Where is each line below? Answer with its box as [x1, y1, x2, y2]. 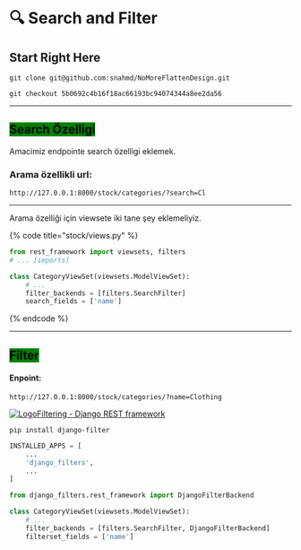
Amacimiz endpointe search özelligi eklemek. [9, 145, 176, 156]
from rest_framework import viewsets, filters [9, 248, 186, 257]
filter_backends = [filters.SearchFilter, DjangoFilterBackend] [25, 523, 271, 533]
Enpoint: [9, 372, 42, 383]
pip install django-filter [9, 425, 110, 434]
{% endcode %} [9, 313, 69, 324]
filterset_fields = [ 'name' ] [25, 532, 134, 541]
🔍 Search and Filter [9, 8, 159, 29]
